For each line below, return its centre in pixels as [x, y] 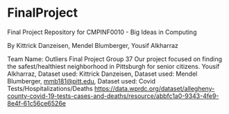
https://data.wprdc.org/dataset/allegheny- [154, 88]
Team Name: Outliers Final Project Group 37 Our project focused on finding [114, 59]
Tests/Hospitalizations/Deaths [50, 88]
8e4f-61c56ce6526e [36, 103]
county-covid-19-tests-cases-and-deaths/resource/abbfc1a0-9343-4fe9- [113, 96]
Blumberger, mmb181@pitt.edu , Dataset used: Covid [82, 81]
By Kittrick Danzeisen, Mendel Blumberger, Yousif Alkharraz [93, 45]
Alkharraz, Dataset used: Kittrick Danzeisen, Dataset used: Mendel [102, 74]
